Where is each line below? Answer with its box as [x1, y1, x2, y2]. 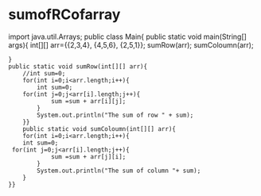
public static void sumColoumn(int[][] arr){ [22, 125, 177, 133]
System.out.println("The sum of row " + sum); [37, 111, 194, 119]
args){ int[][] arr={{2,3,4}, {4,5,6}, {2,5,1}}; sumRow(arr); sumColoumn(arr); [8, 40, 254, 49]
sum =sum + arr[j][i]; [50, 152, 127, 160]
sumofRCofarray [8, 6, 121, 24]
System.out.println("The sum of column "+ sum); [37, 167, 201, 175]
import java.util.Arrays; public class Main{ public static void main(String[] [8, 32, 247, 41]
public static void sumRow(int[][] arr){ [8, 62, 148, 71]
